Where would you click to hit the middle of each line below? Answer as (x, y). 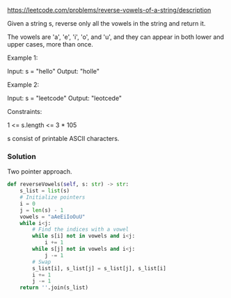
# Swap (42, 262)
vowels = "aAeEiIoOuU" (53, 217)
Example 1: (23, 58)
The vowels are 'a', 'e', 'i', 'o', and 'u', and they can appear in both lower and (116, 37)
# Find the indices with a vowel (81, 230)
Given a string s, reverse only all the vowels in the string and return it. (106, 23)
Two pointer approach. (40, 172)
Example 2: (23, 85)
